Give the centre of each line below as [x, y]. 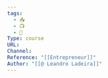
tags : [15, 13]
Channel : [19, 52]
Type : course [26, 39]
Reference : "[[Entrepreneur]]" [52, 58]
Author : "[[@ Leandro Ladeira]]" [55, 64]
